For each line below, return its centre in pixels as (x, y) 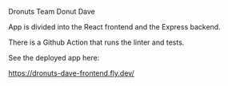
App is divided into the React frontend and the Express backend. (115, 27)
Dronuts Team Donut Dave (52, 12)
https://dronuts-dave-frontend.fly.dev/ (71, 73)
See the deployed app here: (54, 58)
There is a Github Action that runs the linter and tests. (96, 42)
